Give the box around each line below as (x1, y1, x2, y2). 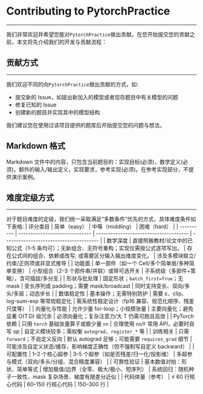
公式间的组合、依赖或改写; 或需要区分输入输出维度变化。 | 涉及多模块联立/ (11, 252, 196, 260)
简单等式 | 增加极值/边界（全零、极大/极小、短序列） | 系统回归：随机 (16, 366, 189, 373)
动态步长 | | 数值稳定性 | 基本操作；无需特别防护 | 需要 (29, 290, 164, 297)
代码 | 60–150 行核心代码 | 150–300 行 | (11, 381, 109, 388)
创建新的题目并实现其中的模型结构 (14, 108, 100, 116)
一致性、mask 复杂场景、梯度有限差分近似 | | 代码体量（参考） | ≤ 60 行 (11, 373, 190, 381)
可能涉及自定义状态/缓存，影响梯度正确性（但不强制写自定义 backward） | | (6, 343, 195, 350)
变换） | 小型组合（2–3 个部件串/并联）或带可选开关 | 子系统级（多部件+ (11, 268, 191, 275)
